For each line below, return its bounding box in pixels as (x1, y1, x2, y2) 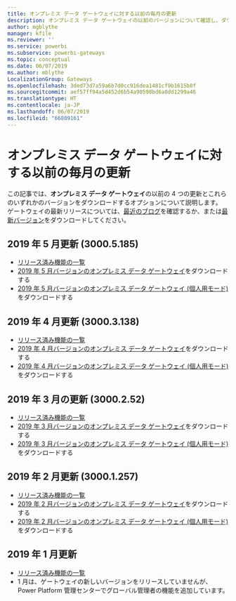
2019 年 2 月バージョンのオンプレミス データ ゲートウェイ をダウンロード (17, 499, 229, 508)
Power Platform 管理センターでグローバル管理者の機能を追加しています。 (17, 586, 229, 594)
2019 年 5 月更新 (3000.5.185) (7, 238, 139, 250)
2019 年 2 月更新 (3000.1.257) (7, 471, 139, 483)
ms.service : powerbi (7, 43, 68, 50)
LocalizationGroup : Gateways (7, 75, 93, 83)
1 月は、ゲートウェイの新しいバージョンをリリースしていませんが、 (17, 577, 212, 586)
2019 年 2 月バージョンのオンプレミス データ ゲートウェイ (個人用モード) (17, 517, 229, 525)
